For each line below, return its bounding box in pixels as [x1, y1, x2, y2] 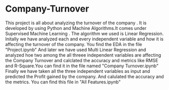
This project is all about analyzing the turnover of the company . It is [5, 20, 147, 26]
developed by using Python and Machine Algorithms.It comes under [5, 25, 147, 31]
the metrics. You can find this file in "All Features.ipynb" [5, 79, 121, 85]
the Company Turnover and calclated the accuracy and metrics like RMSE [5, 57, 158, 63]
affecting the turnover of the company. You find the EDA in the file [5, 41, 142, 47]
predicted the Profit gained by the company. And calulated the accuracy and [5, 73, 164, 79]
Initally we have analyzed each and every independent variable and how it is [5, 36, 164, 42]
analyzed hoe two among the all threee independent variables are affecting [5, 52, 161, 58]
